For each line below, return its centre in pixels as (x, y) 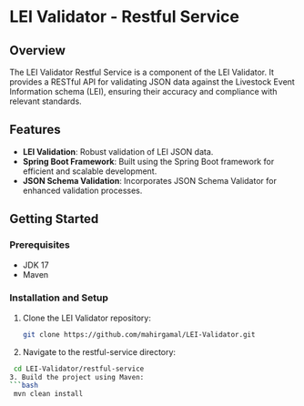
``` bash (24, 386)
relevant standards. (46, 101)
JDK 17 (35, 265)
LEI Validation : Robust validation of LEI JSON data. (118, 151)
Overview (38, 51)
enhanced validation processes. (82, 190)
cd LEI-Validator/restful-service (79, 369)
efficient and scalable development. (90, 171)
